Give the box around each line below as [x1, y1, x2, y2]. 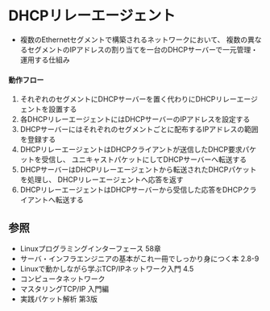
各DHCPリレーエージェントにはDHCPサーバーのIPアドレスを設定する [19, 114, 251, 124]
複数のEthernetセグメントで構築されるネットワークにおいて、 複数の [19, 35, 248, 44]
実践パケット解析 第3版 [19, 294, 98, 304]
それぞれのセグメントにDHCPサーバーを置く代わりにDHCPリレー [19, 94, 238, 104]
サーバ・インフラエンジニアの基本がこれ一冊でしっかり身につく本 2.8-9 [19, 254, 260, 263]
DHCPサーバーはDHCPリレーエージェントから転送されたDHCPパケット [19, 165, 257, 175]
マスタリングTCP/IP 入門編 [19, 284, 110, 293]
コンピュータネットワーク [19, 274, 106, 284]
